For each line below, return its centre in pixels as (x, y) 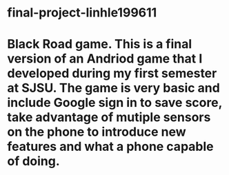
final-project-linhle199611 (82, 13)
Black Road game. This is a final (100, 44)
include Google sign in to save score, (115, 103)
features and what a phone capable (110, 147)
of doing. (33, 162)
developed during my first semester (112, 73)
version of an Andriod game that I (105, 59)
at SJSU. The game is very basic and (114, 88)
